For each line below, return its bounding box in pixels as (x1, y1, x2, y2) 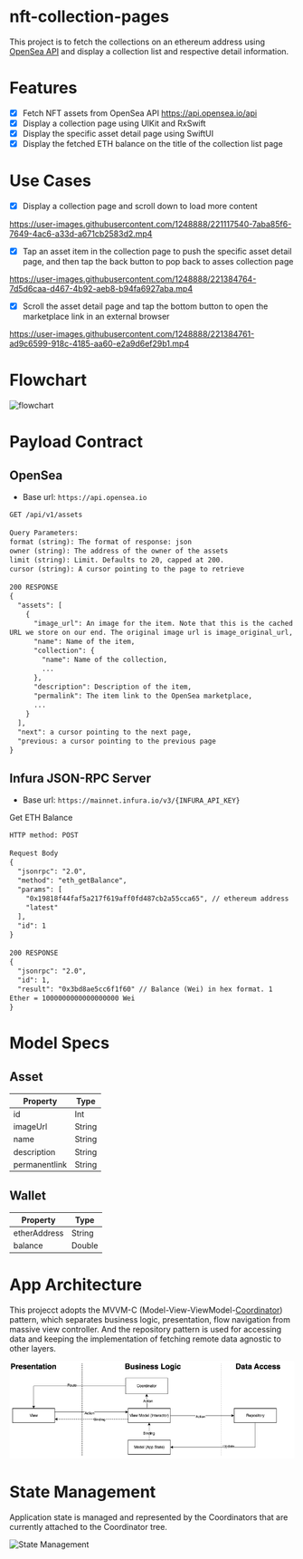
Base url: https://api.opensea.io (22, 492, 147, 503)
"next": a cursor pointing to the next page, (17, 727, 193, 737)
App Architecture (9, 1275, 143, 1294)
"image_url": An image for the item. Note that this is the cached (33, 619, 294, 629)
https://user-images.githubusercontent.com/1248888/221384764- (9, 274, 257, 284)
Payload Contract (9, 432, 143, 452)
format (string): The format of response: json (9, 537, 193, 547)
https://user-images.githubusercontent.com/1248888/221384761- (9, 329, 255, 340)
